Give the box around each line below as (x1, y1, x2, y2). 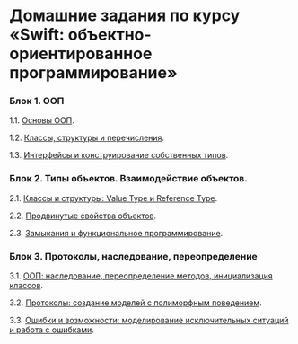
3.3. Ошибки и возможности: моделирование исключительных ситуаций (9, 315, 289, 326)
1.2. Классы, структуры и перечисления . (9, 132, 164, 144)
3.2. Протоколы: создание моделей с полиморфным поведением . (9, 297, 262, 308)
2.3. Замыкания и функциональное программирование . (9, 227, 223, 238)
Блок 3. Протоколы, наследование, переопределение (9, 250, 258, 262)
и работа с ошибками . (9, 324, 94, 335)
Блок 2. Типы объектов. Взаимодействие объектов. (9, 172, 249, 185)
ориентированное (9, 44, 153, 64)
